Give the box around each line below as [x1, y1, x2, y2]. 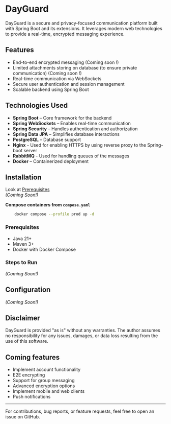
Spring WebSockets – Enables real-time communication [12, 120, 131, 126]
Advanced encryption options [12, 383, 75, 389]
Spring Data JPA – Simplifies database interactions [12, 131, 120, 137]
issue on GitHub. [5, 414, 40, 420]
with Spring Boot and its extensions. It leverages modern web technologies [5, 25, 163, 31]
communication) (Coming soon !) [12, 70, 82, 76]
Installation [5, 173, 42, 181]
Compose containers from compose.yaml [5, 202, 91, 208]
